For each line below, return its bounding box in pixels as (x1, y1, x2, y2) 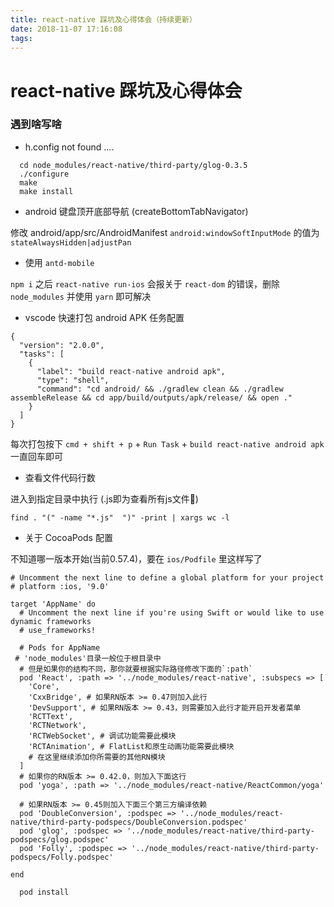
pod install (19, 887, 70, 897)
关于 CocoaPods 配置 (24, 531, 113, 543)
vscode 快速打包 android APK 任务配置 (24, 311, 185, 323)
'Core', (28, 681, 60, 691)
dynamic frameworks (10, 616, 92, 626)
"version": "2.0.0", (19, 340, 105, 350)
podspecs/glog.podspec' (10, 834, 110, 845)
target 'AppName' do (10, 599, 97, 609)
